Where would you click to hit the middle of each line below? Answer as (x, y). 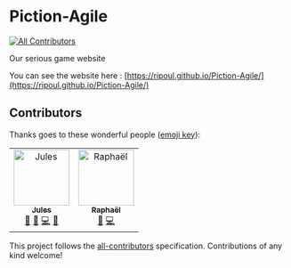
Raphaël (106, 210)
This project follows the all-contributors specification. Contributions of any (146, 246)
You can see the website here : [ (68, 75)
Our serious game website (57, 58)
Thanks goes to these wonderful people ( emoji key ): (105, 134)
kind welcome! (36, 255)
